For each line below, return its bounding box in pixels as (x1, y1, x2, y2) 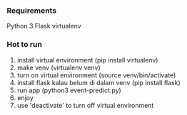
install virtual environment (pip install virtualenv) (16, 55, 158, 64)
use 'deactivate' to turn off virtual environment (16, 101, 154, 109)
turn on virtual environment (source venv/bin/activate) (16, 70, 176, 80)
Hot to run (6, 40, 42, 50)
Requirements (6, 6, 57, 16)
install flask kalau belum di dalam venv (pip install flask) (16, 78, 181, 87)
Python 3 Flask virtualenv (6, 22, 81, 31)
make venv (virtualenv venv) (16, 63, 101, 72)
